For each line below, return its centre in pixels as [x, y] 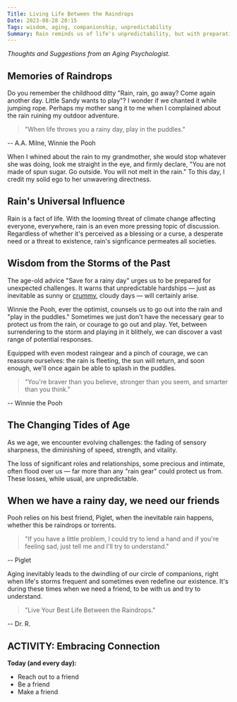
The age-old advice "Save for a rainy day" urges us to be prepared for [109, 280]
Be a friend [34, 684]
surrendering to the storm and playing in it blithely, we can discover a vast [115, 332]
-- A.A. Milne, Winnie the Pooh [52, 143]
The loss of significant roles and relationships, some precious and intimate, [116, 464]
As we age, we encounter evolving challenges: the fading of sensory [107, 442]
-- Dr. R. [19, 624]
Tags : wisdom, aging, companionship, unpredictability [90, 27]
